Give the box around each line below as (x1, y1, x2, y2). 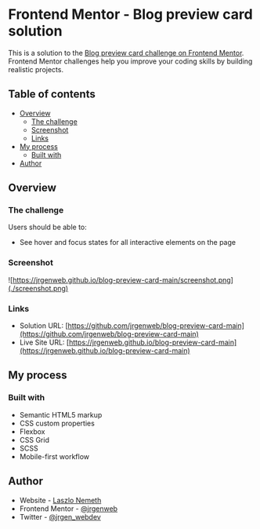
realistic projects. (8, 64, 64, 74)
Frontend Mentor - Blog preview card (8, 5, 253, 24)
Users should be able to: (8, 222, 88, 232)
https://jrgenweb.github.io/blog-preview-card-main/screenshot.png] (13, 275, 233, 284)
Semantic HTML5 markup (19, 410, 103, 419)
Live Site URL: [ (19, 337, 70, 347)
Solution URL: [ (19, 321, 68, 330)
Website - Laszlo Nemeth (19, 495, 102, 505)
